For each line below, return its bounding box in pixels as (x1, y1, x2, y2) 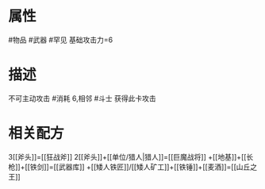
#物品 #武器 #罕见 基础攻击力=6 (8, 35, 113, 44)
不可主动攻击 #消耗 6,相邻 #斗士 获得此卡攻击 (8, 93, 156, 103)
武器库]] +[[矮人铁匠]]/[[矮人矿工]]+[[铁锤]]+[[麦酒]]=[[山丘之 (58, 162, 258, 172)
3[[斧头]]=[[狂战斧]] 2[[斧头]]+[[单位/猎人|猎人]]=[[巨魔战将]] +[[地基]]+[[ (8, 152, 247, 161)
